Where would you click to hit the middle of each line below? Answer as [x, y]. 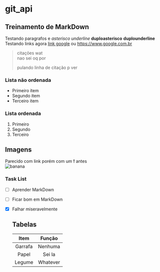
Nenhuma [49, 246]
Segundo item [26, 96]
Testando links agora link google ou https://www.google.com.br [69, 44]
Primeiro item [25, 91]
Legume [24, 262]
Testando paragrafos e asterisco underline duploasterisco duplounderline [80, 38]
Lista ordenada [23, 113]
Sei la [49, 254]
